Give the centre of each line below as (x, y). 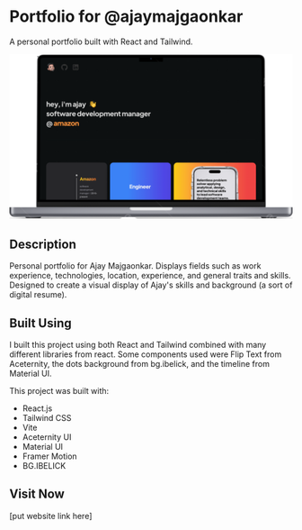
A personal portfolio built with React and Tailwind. (101, 41)
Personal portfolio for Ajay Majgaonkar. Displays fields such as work (135, 266)
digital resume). (38, 295)
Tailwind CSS (47, 417)
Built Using (40, 323)
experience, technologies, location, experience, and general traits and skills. (150, 276)
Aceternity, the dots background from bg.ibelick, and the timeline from (139, 363)
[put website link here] (51, 516)
